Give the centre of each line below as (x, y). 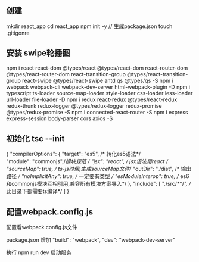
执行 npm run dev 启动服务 (39, 252)
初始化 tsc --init (35, 139)
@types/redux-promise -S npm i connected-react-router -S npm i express (97, 112)
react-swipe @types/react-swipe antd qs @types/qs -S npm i (98, 80)
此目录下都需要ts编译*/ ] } (38, 191)
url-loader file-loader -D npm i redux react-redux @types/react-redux (92, 99)
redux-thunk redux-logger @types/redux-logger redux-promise (84, 105)
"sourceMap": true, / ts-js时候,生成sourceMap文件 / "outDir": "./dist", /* (93, 169)
